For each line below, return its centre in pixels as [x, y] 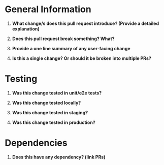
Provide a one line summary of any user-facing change [71, 48]
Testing [21, 79]
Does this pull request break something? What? [63, 39]
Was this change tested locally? [46, 103]
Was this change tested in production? [54, 122]
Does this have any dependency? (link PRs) [59, 157]
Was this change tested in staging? [50, 112]
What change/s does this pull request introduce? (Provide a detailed [86, 23]
